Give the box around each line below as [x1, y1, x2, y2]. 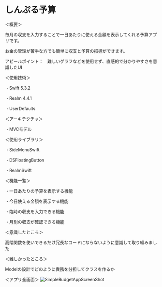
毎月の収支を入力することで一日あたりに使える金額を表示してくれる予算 [5, 32, 149, 37]
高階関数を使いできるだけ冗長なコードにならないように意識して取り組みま [5, 239, 153, 245]
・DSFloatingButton [5, 157, 44, 163]
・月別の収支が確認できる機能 [5, 219, 64, 224]
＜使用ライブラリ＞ [5, 136, 44, 142]
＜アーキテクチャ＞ [5, 116, 44, 122]
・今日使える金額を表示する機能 [5, 198, 69, 204]
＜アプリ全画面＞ [5, 276, 39, 282]
